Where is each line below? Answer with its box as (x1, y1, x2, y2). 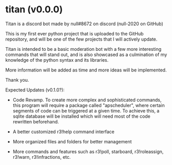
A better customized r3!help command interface (12, 129, 114, 135)
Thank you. (5, 77, 29, 83)
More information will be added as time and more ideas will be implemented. (5, 67, 167, 73)
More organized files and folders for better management (12, 138, 132, 144)
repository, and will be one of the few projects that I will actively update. (5, 36, 158, 42)
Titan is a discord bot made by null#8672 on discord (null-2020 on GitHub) (5, 21, 163, 27)
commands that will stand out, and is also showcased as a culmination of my (5, 51, 167, 58)
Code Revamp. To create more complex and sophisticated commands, (12, 97, 162, 103)
